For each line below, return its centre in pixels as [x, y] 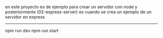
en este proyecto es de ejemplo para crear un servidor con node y [71, 7]
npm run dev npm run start [32, 31]
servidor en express [25, 17]
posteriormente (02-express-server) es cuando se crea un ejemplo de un [78, 12]
